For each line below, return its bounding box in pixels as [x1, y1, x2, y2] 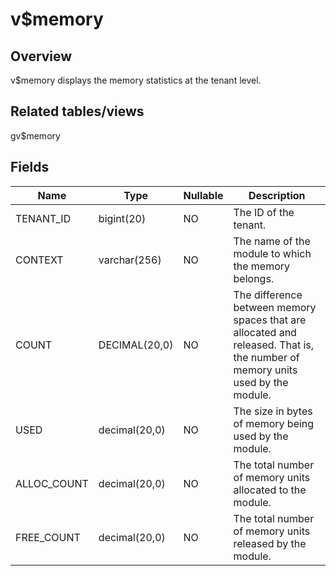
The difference [233, 288, 303, 302]
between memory [233, 300, 317, 314]
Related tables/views [10, 103, 145, 120]
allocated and [233, 325, 297, 339]
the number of [233, 350, 300, 364]
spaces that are [233, 313, 307, 327]
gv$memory [10, 129, 61, 142]
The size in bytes [233, 404, 313, 418]
